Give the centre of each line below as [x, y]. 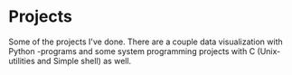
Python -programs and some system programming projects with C [132, 51]
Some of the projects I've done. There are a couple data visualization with [146, 42]
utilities [22, 61]
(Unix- [269, 51]
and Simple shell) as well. [84, 61]
